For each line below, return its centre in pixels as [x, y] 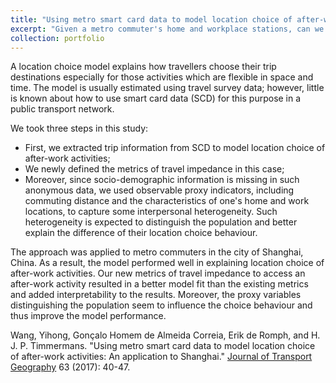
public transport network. [62, 109]
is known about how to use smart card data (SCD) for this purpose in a [156, 98]
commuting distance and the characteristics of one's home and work [167, 201]
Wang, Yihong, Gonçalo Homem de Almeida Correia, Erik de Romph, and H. [165, 335]
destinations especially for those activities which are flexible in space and [162, 77]
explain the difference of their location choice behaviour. [141, 233]
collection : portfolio [57, 38]
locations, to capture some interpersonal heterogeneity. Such [151, 212]
